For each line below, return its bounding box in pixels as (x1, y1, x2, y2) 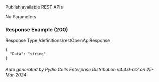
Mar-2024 (5, 72, 27, 78)
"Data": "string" (10, 52, 46, 57)
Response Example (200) (5, 26, 68, 33)
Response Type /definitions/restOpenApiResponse (5, 37, 110, 44)
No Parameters (5, 14, 37, 19)
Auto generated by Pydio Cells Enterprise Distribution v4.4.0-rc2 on (5, 66, 146, 72)
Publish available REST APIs (5, 4, 63, 10)
